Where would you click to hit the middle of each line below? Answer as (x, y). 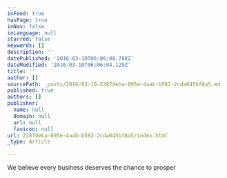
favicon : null (33, 129)
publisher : (23, 103)
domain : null (32, 116)
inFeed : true (26, 13)
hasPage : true (28, 20)
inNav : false (26, 26)
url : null (27, 122)
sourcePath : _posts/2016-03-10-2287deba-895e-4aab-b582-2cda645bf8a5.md (114, 84)
